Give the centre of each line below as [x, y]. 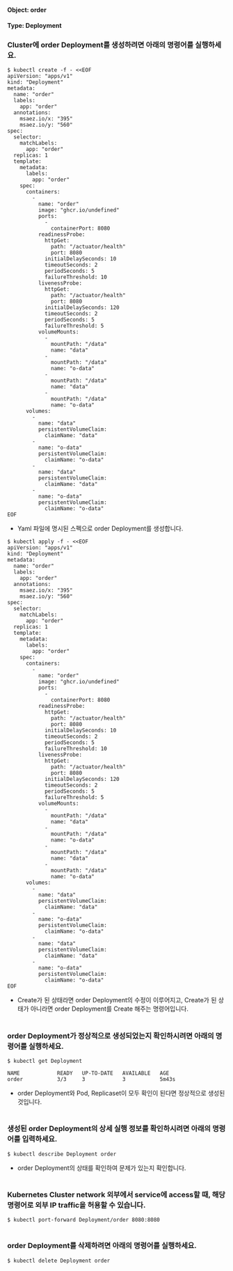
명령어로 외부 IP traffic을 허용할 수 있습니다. [77, 1205]
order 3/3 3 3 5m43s [91, 1080]
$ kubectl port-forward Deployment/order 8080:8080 [83, 1220]
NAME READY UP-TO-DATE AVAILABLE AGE [88, 1073]
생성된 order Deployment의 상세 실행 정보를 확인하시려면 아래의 [109, 1129]
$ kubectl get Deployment [45, 1061]
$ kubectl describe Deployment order [62, 1154]
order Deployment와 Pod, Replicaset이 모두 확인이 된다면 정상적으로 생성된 [121, 1094]
